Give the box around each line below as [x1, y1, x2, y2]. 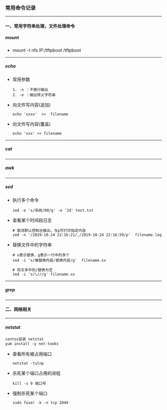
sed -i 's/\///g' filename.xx [12, 272, 76, 276]
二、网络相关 [5, 306, 31, 312]
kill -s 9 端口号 [12, 381, 46, 386]
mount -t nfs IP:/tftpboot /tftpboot [12, 47, 81, 53]
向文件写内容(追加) [12, 102, 51, 108]
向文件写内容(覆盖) [12, 121, 51, 127]
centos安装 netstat [5, 337, 44, 342]
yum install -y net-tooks [5, 341, 59, 346]
